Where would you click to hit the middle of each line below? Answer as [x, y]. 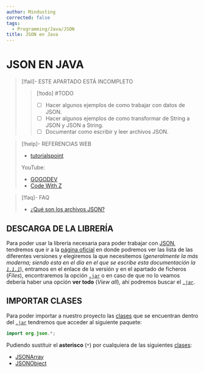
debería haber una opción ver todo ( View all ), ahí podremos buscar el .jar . [101, 282]
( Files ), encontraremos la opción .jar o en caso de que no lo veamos [93, 276]
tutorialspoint [47, 156]
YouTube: [33, 167]
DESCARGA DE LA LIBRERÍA [60, 228]
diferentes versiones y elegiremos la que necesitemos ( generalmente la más [102, 256]
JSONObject [31, 363]
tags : [13, 23]
